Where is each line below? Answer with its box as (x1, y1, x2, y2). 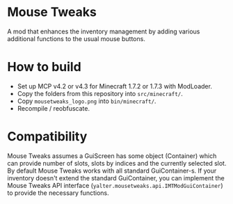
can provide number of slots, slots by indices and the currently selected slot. (7, 159, 227, 167)
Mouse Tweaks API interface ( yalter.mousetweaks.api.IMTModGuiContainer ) (7, 181, 224, 189)
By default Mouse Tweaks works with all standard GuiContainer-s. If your (7, 166, 217, 175)
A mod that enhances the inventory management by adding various (7, 27, 200, 36)
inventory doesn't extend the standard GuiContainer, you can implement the (7, 173, 225, 182)
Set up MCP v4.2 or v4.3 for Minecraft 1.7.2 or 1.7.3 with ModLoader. (17, 81, 212, 91)
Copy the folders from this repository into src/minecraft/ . (17, 89, 183, 97)
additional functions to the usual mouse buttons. (7, 34, 146, 42)
